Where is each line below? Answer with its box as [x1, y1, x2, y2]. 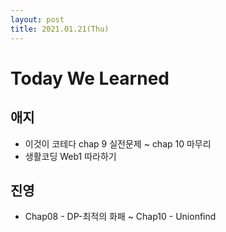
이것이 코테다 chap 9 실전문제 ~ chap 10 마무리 [24, 137, 212, 150]
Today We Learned [10, 67, 170, 90]
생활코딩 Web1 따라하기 [24, 150, 117, 162]
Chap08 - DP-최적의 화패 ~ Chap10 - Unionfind [24, 211, 217, 223]
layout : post [10, 14, 65, 25]
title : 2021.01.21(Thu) [10, 24, 110, 34]
